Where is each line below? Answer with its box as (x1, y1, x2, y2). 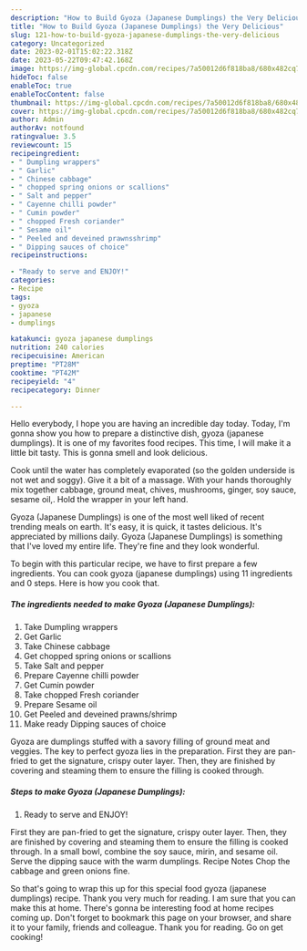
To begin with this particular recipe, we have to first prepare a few (10, 558, 258, 570)
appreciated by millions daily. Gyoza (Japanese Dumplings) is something (10, 531, 283, 543)
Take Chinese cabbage (23, 641, 110, 652)
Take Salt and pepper (23, 660, 105, 671)
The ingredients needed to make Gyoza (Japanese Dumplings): (10, 598, 256, 609)
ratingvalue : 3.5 (10, 132, 77, 141)
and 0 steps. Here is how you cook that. (10, 578, 160, 589)
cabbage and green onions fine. (10, 865, 130, 876)
